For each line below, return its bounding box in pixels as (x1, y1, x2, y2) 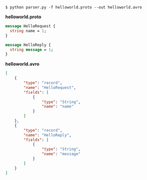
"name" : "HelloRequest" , (23, 85, 76, 90)
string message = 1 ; (10, 47, 53, 52)
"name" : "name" (41, 104, 74, 109)
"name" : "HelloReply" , (23, 133, 72, 138)
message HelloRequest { (5, 23, 56, 29)
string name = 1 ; (10, 28, 47, 33)
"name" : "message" (41, 151, 81, 157)
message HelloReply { (5, 42, 51, 47)
